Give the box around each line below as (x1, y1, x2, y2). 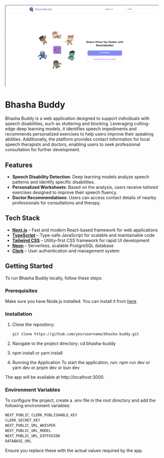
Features (5, 161, 33, 169)
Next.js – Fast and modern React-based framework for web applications (12, 227, 158, 233)
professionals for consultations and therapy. (12, 200, 101, 206)
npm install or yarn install (12, 350, 63, 356)
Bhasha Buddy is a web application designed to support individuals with (5, 115, 150, 121)
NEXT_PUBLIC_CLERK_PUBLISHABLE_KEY (5, 413, 78, 418)
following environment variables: (5, 403, 71, 409)
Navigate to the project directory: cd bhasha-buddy (12, 341, 116, 346)
